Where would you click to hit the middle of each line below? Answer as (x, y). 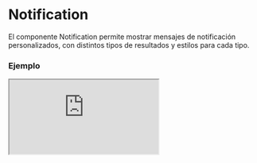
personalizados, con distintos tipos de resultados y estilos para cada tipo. (129, 45)
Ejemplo (24, 65)
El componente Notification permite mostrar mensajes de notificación (122, 37)
